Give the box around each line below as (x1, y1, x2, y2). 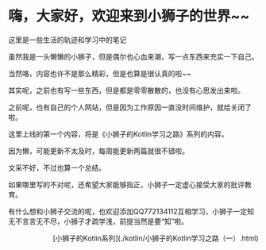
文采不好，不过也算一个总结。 (8, 163, 106, 172)
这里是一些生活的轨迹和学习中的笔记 (8, 35, 127, 44)
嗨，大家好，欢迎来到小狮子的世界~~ (8, 7, 250, 25)
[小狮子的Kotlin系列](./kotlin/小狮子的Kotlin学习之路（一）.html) (52, 233, 259, 243)
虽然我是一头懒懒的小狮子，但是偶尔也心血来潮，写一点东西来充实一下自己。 (8, 52, 259, 61)
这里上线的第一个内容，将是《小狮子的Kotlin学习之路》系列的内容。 (8, 129, 229, 139)
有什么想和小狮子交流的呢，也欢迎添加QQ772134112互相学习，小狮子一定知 (8, 206, 255, 216)
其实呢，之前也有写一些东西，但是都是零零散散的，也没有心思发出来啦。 (8, 85, 245, 95)
